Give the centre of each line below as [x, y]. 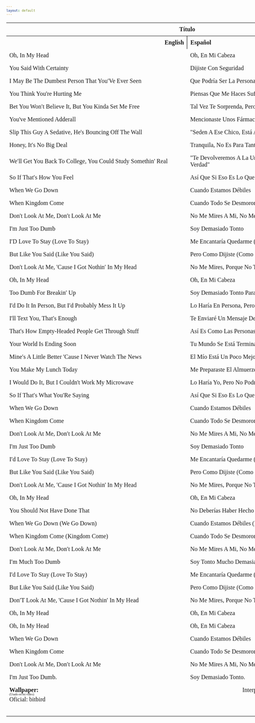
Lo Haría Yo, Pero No [216, 382]
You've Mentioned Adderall [43, 119]
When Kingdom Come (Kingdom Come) [59, 536]
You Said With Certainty [39, 68]
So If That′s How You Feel [42, 177]
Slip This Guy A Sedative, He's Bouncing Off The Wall [76, 132]
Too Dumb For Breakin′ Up [43, 292]
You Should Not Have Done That [49, 510]
